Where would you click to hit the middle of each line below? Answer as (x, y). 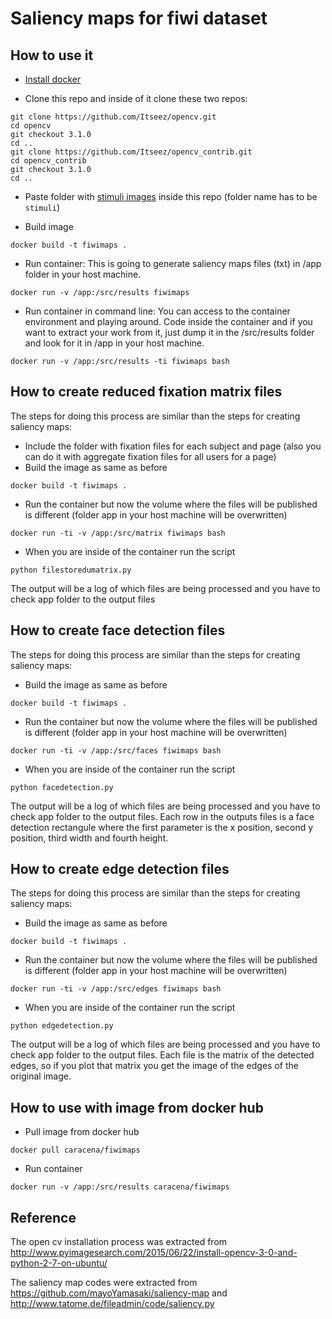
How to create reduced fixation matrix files (146, 392)
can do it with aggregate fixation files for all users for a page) (150, 456)
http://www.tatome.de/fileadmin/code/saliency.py (112, 1304)
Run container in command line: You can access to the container (157, 311)
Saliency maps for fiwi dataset (139, 18)
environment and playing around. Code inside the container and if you (168, 321)
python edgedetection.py (62, 1026)
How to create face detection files (118, 630)
